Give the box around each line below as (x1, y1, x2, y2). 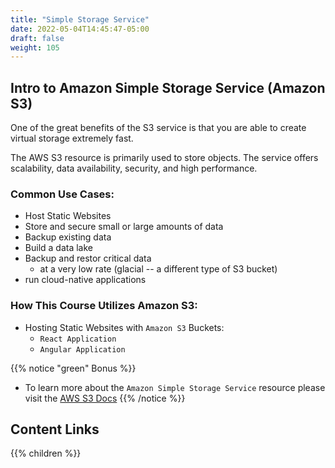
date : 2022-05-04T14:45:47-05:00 (10, 24, 150, 34)
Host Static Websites (24, 210, 112, 222)
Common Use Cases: (10, 187, 115, 201)
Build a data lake (24, 242, 93, 254)
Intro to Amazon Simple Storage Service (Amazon (10, 79, 326, 96)
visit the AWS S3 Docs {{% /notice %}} (24, 392, 186, 404)
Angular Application (39, 344, 126, 355)
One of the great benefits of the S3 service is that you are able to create (10, 122, 307, 134)
